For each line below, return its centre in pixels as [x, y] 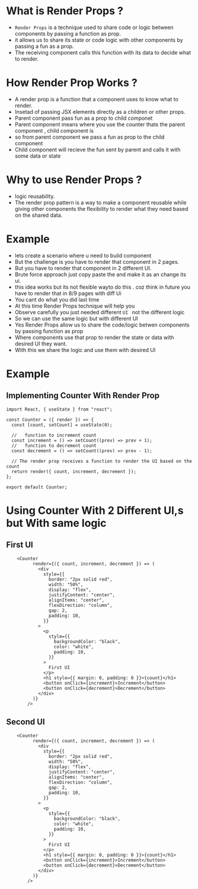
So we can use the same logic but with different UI [76, 318]
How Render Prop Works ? [72, 83]
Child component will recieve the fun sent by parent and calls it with [98, 149]
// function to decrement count [54, 446]
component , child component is [54, 130]
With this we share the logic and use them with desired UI [85, 350]
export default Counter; [37, 487]
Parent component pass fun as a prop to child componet [84, 118]
